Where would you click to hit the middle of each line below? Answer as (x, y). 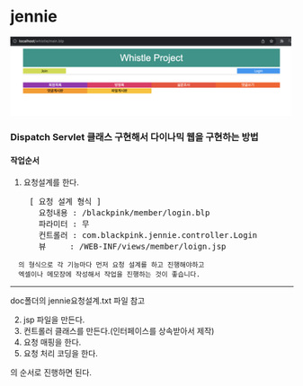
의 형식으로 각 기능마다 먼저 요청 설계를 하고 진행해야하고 (111, 265)
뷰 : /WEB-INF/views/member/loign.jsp (132, 246)
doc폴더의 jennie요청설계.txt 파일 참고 (78, 300)
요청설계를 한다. (51, 182)
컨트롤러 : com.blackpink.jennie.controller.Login (148, 235)
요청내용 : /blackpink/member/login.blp (124, 212)
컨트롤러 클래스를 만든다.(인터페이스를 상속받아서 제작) (119, 330)
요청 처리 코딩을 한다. (60, 353)
